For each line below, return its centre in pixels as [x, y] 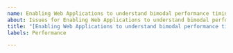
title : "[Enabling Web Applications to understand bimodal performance [113, 26]
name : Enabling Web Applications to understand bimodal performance [108, 13]
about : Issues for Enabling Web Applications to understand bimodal [108, 20]
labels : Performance [37, 33]
